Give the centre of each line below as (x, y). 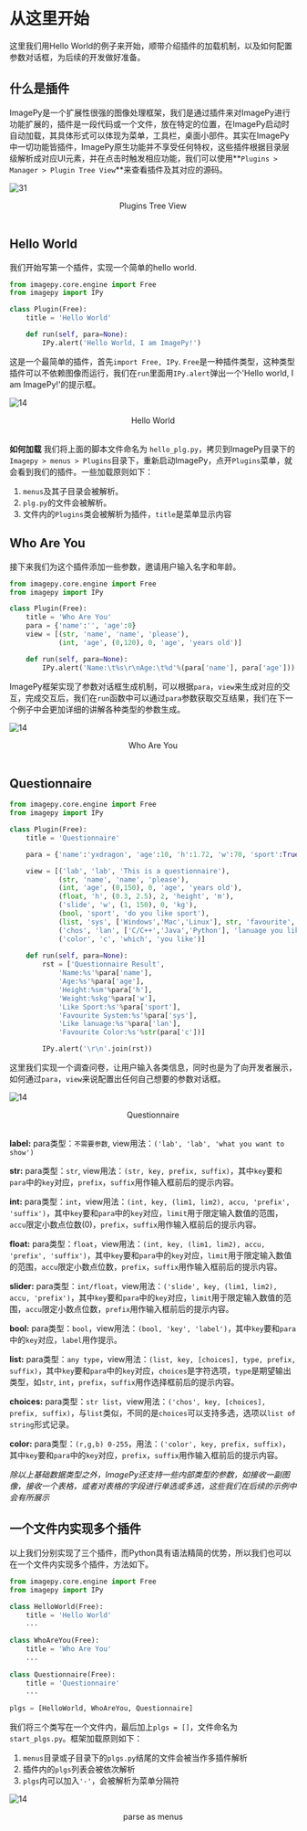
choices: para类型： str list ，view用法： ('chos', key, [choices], (138, 1402)
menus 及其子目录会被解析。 (73, 491)
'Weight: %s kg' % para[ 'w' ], (107, 998)
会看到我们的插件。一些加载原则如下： (81, 471)
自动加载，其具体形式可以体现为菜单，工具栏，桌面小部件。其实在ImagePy (149, 135)
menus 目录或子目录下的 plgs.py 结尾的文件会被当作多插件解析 (135, 1758)
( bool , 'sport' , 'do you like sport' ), (133, 914)
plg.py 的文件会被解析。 (67, 503)
